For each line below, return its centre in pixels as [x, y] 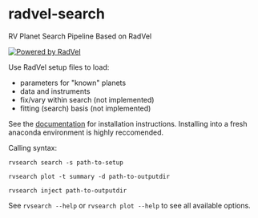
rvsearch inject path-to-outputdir [68, 190]
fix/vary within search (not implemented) [87, 99]
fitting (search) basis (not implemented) [85, 108]
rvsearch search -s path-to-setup [66, 162]
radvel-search [57, 14]
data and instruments [55, 91]
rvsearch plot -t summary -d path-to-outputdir [89, 176]
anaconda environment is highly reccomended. [86, 132]
